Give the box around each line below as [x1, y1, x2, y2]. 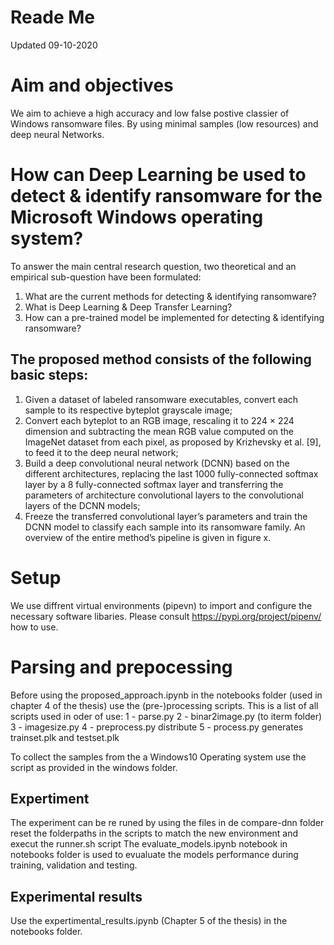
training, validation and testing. [10, 859, 138, 871]
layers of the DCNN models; [24, 499, 141, 511]
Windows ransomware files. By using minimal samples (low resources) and [10, 117, 319, 130]
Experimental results [10, 888, 143, 905]
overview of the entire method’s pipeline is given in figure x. [24, 531, 272, 543]
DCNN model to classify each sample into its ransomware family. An [24, 521, 306, 533]
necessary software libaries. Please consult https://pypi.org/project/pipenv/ [10, 610, 322, 622]
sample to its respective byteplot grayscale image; [24, 404, 233, 416]
